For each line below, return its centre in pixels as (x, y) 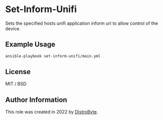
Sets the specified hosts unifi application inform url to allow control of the (82, 23)
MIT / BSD (16, 84)
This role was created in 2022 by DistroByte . (52, 112)
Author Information (36, 100)
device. (13, 28)
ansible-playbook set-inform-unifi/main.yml (53, 56)
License (18, 72)
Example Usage (30, 45)
